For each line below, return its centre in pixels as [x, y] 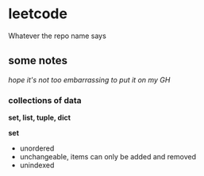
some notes [38, 61]
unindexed [37, 165]
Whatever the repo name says [58, 36]
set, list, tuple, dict [40, 118]
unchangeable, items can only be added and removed [108, 157]
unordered [37, 148]
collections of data [45, 100]
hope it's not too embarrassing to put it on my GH [89, 79]
